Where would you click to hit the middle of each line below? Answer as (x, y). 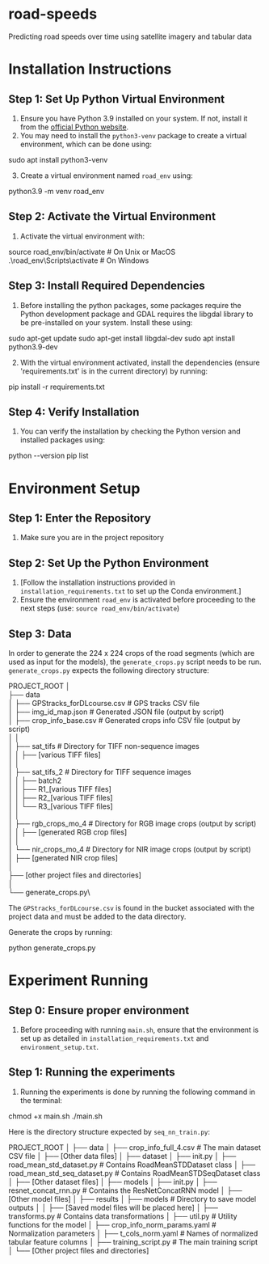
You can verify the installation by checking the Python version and (130, 431)
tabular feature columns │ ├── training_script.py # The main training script (133, 1241)
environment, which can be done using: (86, 144)
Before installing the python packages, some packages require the (130, 305)
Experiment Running (78, 981)
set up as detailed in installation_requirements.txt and (114, 1038)
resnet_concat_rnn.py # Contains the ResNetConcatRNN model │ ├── (125, 1190)
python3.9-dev (33, 347)
